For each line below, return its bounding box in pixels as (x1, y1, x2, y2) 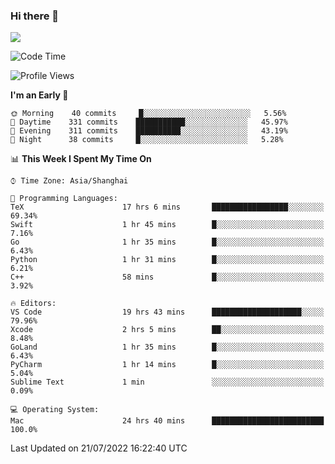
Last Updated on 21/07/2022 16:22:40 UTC (10, 442, 188, 454)
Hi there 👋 (10, 9, 60, 23)
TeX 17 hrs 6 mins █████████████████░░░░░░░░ (10, 202, 325, 213)
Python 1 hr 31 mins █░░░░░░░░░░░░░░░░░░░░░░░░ (10, 255, 325, 265)
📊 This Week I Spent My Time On (10, 153, 152, 165)
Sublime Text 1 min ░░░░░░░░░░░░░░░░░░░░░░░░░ (10, 377, 325, 388)
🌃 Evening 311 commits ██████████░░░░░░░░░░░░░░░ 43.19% (10, 126, 288, 136)
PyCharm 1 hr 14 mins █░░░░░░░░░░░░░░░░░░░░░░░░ (10, 360, 325, 370)
